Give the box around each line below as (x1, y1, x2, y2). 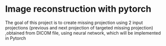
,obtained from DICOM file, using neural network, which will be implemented (5, 30, 161, 36)
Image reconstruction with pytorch (5, 3, 152, 15)
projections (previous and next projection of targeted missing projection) (5, 24, 154, 30)
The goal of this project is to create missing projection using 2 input (5, 20, 143, 25)
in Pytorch (5, 35, 26, 41)
